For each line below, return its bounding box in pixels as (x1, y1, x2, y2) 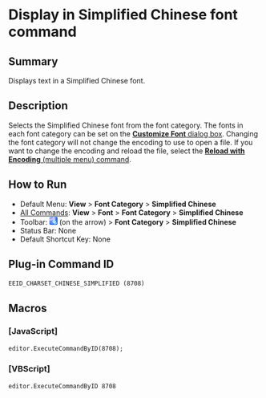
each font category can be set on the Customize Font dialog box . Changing (8, 128, 259, 138)
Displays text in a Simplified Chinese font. (8, 76, 146, 85)
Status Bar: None (19, 225, 77, 235)
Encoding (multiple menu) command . (8, 154, 132, 164)
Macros (8, 301, 47, 315)
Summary (8, 55, 58, 68)
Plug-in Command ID (8, 258, 115, 271)
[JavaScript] (8, 325, 58, 336)
